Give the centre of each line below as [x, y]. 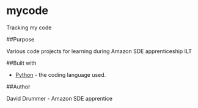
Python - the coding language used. [61, 74]
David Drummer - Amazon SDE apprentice [60, 98]
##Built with [21, 63]
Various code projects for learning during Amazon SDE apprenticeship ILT [99, 51]
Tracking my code [29, 27]
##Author [18, 87]
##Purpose [20, 39]
